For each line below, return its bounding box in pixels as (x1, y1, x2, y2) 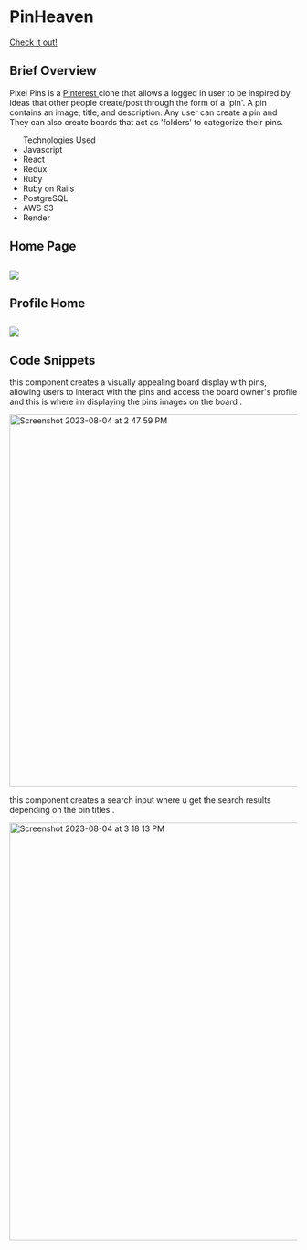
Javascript (22, 144, 63, 155)
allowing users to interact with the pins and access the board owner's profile (9, 387, 298, 398)
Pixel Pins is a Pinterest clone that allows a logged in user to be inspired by (9, 87, 291, 98)
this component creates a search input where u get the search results (9, 795, 271, 806)
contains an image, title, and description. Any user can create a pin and (9, 107, 278, 118)
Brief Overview (9, 63, 98, 79)
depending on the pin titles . (9, 805, 115, 816)
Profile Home (9, 295, 86, 311)
